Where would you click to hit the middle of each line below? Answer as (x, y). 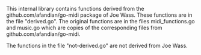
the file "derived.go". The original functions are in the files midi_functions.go (100, 21)
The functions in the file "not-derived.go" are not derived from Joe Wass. (97, 45)
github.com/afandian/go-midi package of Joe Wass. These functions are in (99, 15)
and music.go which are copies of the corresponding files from (84, 27)
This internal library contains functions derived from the (75, 9)
